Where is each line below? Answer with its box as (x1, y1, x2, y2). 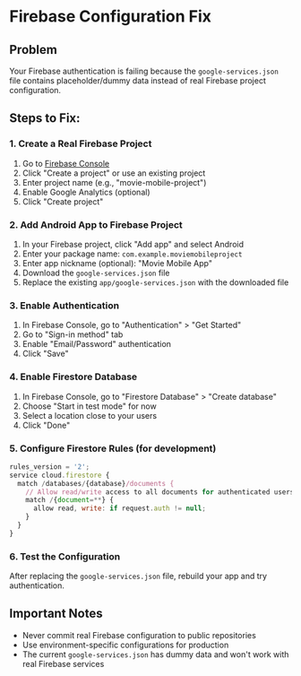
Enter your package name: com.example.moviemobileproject (21, 248, 243, 259)
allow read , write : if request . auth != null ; (32, 504, 206, 513)
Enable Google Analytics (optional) (21, 186, 150, 197)
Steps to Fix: (9, 110, 81, 126)
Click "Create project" (21, 195, 104, 207)
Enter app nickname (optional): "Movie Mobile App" (21, 257, 213, 268)
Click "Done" (21, 420, 71, 430)
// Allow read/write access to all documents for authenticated (25, 487, 271, 497)
